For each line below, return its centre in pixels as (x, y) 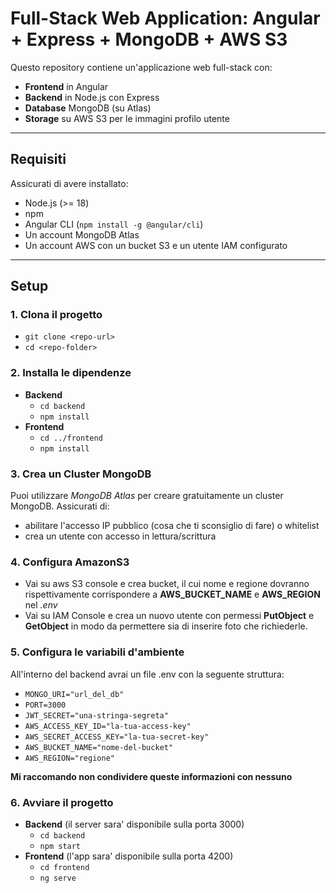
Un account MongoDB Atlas (82, 234)
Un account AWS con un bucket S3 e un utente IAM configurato (156, 245)
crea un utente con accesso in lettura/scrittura (120, 536)
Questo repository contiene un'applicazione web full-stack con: (141, 67)
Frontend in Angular (66, 86)
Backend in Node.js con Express (92, 97)
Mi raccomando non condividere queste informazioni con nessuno (151, 776)
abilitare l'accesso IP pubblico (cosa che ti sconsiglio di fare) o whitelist (172, 526)
